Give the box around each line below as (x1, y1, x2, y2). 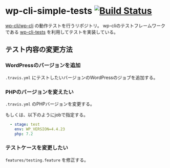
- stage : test (10, 122, 40, 127)
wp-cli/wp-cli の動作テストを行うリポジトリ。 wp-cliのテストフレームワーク (5, 22, 165, 29)
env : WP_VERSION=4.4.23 (14, 126, 66, 132)
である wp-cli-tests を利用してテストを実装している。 (5, 29, 119, 35)
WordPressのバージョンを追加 (5, 62, 81, 69)
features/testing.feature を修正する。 (5, 157, 89, 163)
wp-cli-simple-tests (5, 5, 93, 17)
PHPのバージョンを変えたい (5, 88, 74, 95)
